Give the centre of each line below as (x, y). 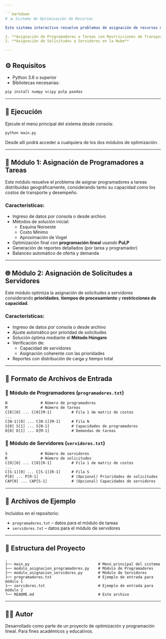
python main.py (21, 133)
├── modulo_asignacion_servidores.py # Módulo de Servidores (76, 573)
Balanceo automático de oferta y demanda (56, 253)
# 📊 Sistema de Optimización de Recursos (49, 19)
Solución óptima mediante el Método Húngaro (60, 338)
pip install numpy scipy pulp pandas (44, 92)
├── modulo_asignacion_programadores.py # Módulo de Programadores (79, 568)
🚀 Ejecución (24, 112)
